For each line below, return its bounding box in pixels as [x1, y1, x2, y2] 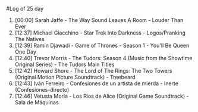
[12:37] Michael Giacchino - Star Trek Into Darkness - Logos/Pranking [14, 29, 186, 36]
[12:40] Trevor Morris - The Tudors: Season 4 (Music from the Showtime [14, 55, 193, 61]
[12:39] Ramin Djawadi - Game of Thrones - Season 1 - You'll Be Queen [14, 42, 190, 49]
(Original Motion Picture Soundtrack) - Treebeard [14, 74, 136, 80]
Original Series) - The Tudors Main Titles [14, 61, 115, 68]
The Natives [14, 36, 45, 42]
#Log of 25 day [6, 5, 44, 12]
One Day [14, 48, 37, 55]
